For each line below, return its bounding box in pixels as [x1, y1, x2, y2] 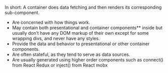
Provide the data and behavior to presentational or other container [12, 41, 150, 47]
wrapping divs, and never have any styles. [12, 35, 100, 41]
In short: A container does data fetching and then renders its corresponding [5, 5, 162, 10]
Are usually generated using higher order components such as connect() [12, 57, 163, 62]
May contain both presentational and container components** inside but [12, 25, 162, 31]
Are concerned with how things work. [12, 20, 90, 25]
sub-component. [5, 10, 40, 16]
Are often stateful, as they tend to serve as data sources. [12, 51, 131, 57]
